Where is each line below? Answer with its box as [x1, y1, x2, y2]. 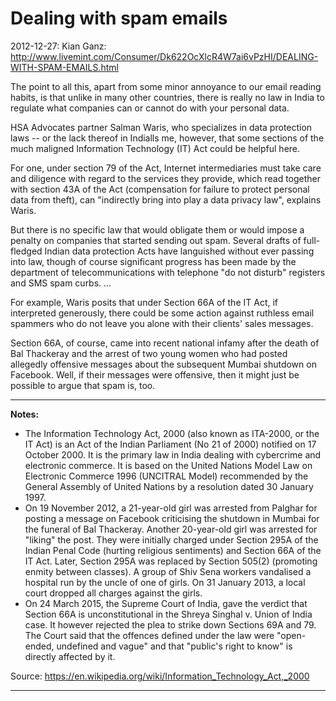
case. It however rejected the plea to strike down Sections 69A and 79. [24, 618, 317, 631]
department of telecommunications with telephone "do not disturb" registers [10, 266, 326, 278]
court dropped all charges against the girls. [24, 587, 203, 599]
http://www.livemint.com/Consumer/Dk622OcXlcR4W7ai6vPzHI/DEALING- [10, 50, 319, 62]
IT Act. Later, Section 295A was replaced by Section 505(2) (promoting [24, 555, 318, 567]
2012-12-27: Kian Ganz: [10, 40, 107, 52]
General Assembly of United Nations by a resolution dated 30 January [24, 480, 314, 492]
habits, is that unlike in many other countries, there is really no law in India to [10, 91, 325, 103]
